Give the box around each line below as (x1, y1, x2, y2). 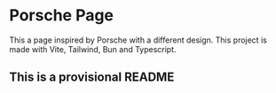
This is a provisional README (9, 70, 175, 85)
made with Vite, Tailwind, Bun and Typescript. (9, 43, 177, 54)
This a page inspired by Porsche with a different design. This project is (9, 35, 268, 45)
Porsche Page (9, 5, 114, 26)
